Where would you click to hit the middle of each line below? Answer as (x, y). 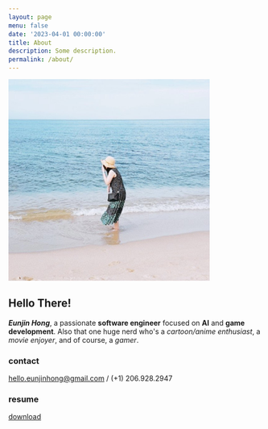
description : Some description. (62, 51)
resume (24, 399)
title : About (30, 43)
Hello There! (40, 304)
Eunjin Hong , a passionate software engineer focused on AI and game (127, 323)
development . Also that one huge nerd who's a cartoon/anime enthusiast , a (134, 331)
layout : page (30, 17)
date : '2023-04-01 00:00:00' (57, 34)
